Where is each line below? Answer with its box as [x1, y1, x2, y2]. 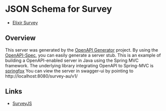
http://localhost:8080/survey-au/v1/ [5, 73, 78, 79]
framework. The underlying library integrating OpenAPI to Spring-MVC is [5, 62, 154, 68]
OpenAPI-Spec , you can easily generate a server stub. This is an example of [5, 52, 161, 58]
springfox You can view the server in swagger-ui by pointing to [5, 68, 134, 74]
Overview [5, 34, 36, 42]
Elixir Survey [12, 20, 38, 26]
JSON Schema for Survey [5, 3, 112, 15]
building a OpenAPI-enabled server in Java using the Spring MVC [5, 57, 139, 63]
